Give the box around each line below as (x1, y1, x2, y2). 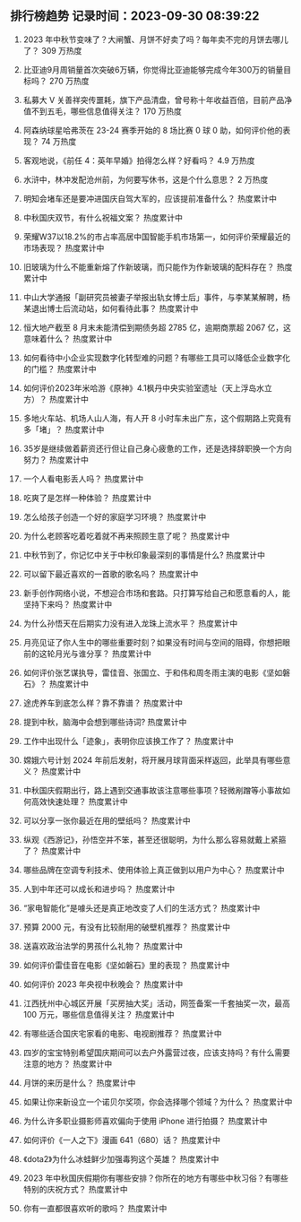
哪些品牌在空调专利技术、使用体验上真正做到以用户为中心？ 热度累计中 (22, 864, 285, 875)
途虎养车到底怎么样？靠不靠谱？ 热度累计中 (22, 698, 183, 708)
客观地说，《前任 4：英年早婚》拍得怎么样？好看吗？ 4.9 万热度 (22, 155, 255, 166)
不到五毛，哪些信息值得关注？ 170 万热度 (30, 106, 182, 117)
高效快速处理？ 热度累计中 (30, 796, 128, 807)
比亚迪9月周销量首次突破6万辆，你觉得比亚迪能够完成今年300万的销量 (22, 64, 284, 74)
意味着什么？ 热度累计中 (22, 333, 113, 343)
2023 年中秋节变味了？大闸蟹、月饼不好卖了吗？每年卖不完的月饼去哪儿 (22, 34, 289, 45)
